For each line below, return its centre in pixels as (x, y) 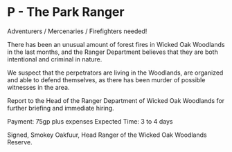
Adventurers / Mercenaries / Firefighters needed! (77, 31)
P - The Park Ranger (66, 12)
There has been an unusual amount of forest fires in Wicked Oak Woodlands (116, 44)
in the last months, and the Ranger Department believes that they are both (113, 52)
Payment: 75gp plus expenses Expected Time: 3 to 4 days (90, 121)
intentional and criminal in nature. (55, 59)
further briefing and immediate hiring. (61, 108)
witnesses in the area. (38, 87)
